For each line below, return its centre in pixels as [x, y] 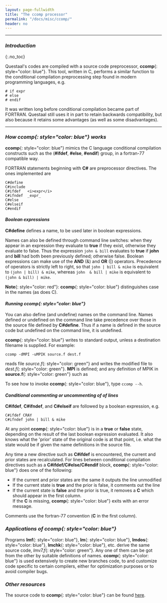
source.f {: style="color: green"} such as [46, 374]
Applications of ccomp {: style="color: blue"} [61, 529]
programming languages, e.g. [35, 82]
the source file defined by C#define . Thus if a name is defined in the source [83, 325]
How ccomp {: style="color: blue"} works [56, 137]
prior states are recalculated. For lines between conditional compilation [78, 460]
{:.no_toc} [15, 56]
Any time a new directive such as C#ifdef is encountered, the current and [81, 454]
